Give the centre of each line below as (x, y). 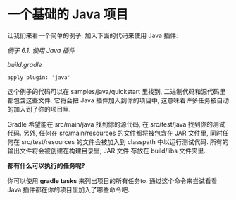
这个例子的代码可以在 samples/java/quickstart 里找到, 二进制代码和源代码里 (117, 91)
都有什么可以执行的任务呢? (46, 165)
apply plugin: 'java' (39, 77)
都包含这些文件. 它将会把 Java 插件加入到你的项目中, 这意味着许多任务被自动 (118, 100)
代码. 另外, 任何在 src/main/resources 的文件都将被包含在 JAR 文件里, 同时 (115, 133)
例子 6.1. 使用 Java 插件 (41, 50)
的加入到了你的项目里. (39, 109)
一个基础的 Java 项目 (68, 14)
